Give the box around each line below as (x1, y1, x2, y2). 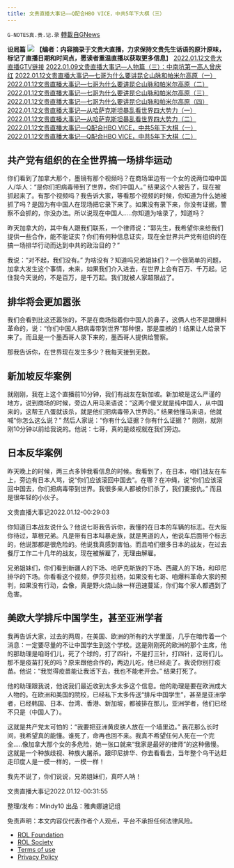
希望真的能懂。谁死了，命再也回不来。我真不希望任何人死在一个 (25, 731, 209, 739)
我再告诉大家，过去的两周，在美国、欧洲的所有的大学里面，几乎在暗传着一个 (7, 632, 227, 640)
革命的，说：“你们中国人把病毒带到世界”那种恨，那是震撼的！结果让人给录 (7, 325, 221, 333)
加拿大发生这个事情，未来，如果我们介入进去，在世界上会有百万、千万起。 (7, 265, 221, 273)
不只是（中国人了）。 (7, 708, 65, 716)
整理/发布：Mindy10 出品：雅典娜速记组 (7, 802, 121, 810)
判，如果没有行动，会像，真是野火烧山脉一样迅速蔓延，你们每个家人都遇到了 (7, 581, 227, 589)
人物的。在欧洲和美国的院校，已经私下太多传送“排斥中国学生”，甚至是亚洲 (7, 690, 221, 699)
